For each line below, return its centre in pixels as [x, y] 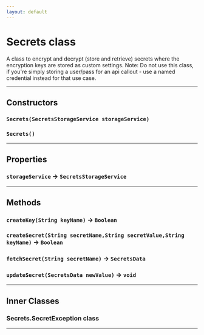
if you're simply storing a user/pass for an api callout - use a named [91, 71]
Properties [27, 159]
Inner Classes [33, 301]
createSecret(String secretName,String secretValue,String [95, 236]
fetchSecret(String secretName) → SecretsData [76, 259]
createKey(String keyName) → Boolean [62, 220]
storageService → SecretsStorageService [66, 176]
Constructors [32, 103]
